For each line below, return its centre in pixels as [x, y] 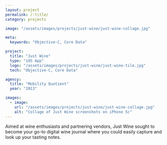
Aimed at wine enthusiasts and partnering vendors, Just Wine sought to [80, 126]
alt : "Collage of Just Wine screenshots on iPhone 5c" [73, 112]
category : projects [26, 19]
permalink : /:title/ [27, 15]
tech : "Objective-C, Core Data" [44, 70]
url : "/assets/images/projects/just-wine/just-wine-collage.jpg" [85, 107]
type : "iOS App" [27, 61]
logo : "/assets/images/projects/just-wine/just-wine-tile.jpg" [78, 65]
